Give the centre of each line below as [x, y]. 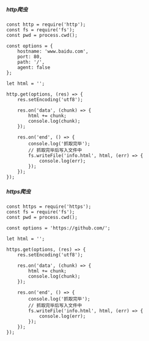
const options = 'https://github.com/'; [59, 228]
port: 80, [30, 56]
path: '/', [31, 62]
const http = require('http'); [46, 25]
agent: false [34, 67]
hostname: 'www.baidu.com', [53, 51]
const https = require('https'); [49, 206]
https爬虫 [19, 191]
